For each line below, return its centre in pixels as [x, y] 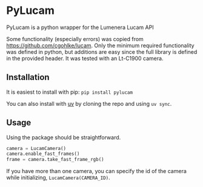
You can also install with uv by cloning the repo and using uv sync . [89, 103]
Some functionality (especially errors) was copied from [75, 39]
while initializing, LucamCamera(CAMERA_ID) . [58, 178]
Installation [28, 77]
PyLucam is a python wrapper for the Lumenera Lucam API [80, 27]
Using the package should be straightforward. [64, 137]
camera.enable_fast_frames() [43, 154]
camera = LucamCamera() [36, 148]
